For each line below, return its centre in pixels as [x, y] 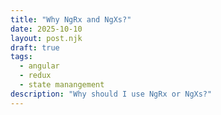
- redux [35, 76]
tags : [21, 57]
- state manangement [62, 85]
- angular [39, 66]
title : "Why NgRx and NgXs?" [71, 19]
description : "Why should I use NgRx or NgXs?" [111, 94]
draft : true [35, 47]
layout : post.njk [46, 38]
